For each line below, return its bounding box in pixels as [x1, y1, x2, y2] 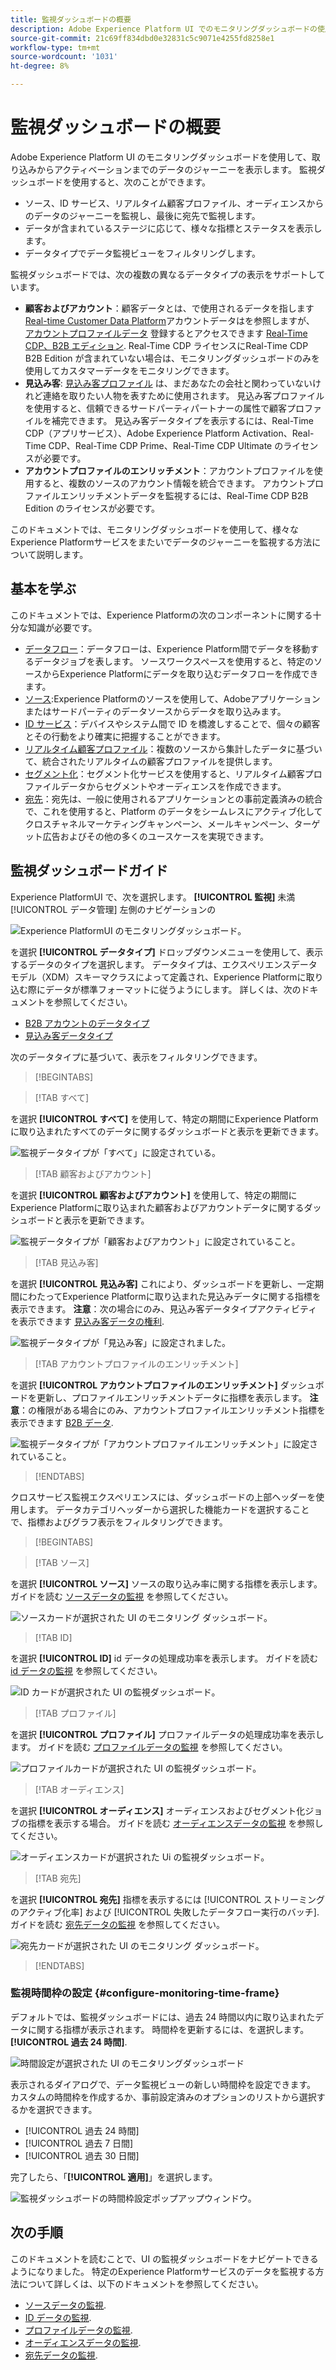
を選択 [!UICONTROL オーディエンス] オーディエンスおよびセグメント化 [10, 1804, 306, 1816]
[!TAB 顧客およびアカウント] [34, 1167, 152, 1180]
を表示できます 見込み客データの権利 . [10, 1315, 165, 1327]
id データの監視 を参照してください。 [10, 1664, 163, 1676]
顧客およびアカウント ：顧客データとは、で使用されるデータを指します [24, 302, 315, 314]
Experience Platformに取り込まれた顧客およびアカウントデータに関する [10, 1201, 305, 1213]
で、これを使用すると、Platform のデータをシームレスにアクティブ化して [24, 805, 323, 817]
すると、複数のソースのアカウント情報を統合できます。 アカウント [33, 477, 307, 489]
